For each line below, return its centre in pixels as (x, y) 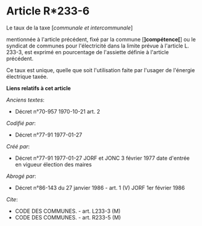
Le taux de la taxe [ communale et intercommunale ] (70, 28)
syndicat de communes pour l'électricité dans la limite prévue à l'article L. (98, 46)
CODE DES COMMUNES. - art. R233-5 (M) (68, 217)
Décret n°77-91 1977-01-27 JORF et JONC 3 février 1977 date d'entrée (102, 158)
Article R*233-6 (48, 11)
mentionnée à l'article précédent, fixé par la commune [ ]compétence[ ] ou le (101, 39)
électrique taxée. (27, 76)
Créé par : (18, 146)
